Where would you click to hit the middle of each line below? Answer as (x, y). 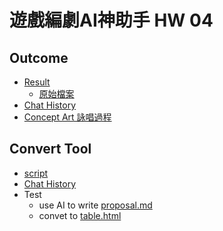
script (36, 173)
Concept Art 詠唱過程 (67, 117)
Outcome (39, 57)
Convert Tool (50, 149)
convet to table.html (80, 215)
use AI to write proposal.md (95, 205)
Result (37, 82)
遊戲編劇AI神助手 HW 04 (111, 20)
